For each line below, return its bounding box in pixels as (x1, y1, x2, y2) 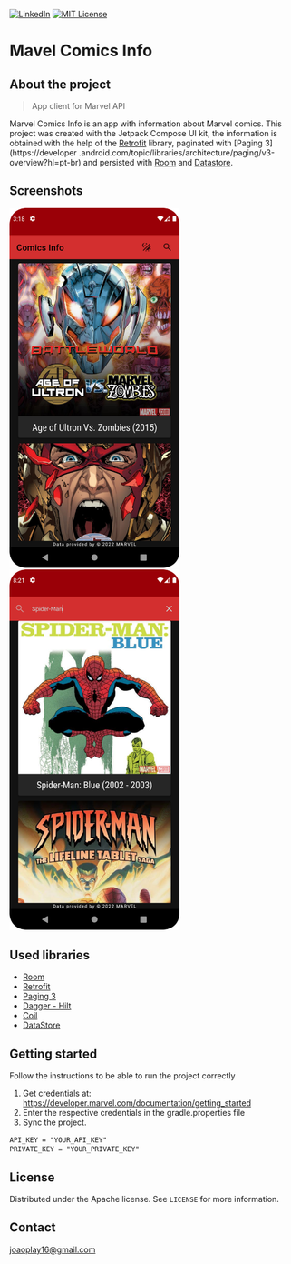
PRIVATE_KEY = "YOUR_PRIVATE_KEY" (9, 1145, 141, 1154)
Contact (9, 1219, 56, 1236)
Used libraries (9, 947, 91, 963)
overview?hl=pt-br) (9, 157, 82, 167)
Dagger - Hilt (22, 1000, 72, 1011)
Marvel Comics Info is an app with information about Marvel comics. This (9, 118, 283, 129)
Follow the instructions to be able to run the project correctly (9, 1070, 236, 1081)
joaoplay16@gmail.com (9, 1244, 96, 1255)
